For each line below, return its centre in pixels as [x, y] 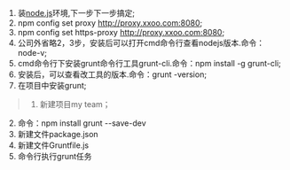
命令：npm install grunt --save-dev [82, 123]
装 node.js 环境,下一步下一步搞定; [76, 13]
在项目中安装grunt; [52, 85]
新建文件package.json [58, 134]
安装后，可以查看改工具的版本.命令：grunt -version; [112, 74]
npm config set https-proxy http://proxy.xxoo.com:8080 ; [121, 32]
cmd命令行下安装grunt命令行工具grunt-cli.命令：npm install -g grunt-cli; [149, 63]
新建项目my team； [75, 104]
